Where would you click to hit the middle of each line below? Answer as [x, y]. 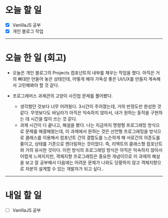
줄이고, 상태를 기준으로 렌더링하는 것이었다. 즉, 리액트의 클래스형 [82, 144]
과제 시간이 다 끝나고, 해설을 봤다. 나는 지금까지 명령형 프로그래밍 [83, 125]
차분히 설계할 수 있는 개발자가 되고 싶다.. [64, 169]
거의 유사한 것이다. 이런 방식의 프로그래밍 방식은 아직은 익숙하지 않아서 [94, 150]
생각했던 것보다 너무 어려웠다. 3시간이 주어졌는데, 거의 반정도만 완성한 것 [90, 106]
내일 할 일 [23, 196]
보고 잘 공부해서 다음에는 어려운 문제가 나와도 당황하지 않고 [82, 162]
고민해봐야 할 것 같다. [38, 85]
